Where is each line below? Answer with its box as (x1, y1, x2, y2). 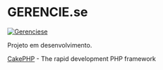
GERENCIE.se (7, 4, 88, 20)
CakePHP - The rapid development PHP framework (7, 54, 157, 63)
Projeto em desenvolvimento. (7, 41, 92, 49)
